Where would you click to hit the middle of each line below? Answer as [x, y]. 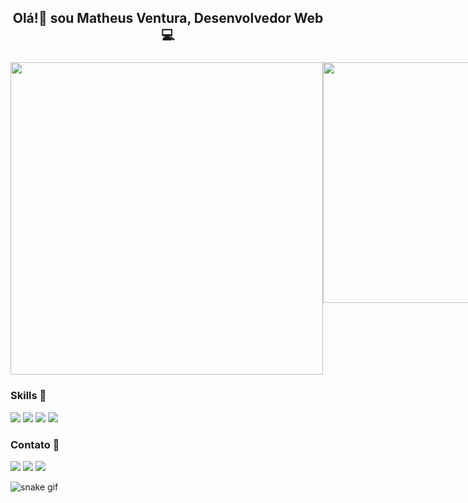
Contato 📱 [35, 444]
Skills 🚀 [28, 396]
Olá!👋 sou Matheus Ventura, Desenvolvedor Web [168, 18]
